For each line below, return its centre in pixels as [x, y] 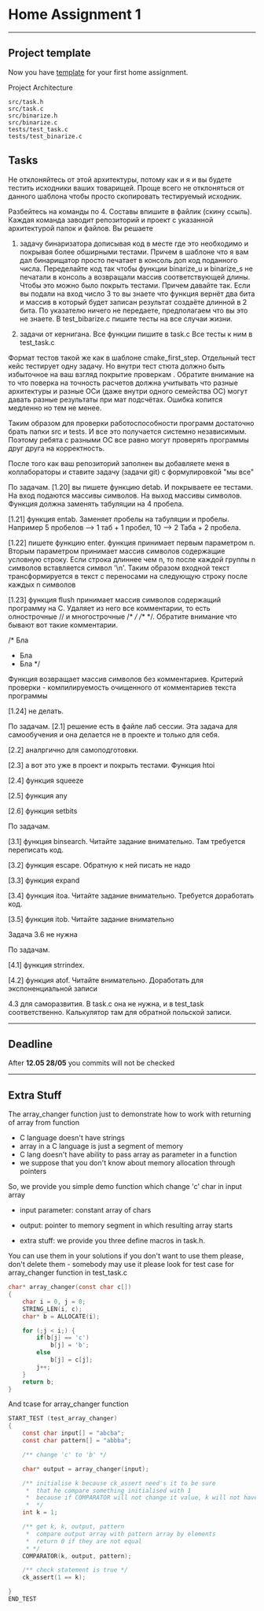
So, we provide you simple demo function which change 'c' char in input [125, 1187]
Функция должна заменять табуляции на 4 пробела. [96, 504]
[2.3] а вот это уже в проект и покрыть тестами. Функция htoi [112, 765]
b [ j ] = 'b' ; [70, 1345]
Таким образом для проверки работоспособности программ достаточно [131, 423]
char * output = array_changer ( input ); [86, 1469]
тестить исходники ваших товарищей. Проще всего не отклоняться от [126, 187]
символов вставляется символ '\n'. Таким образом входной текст [119, 568]
